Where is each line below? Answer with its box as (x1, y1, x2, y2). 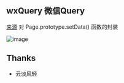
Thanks (6, 53, 36, 63)
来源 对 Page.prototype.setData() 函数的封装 (6, 23, 118, 31)
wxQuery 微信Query (6, 5, 85, 16)
